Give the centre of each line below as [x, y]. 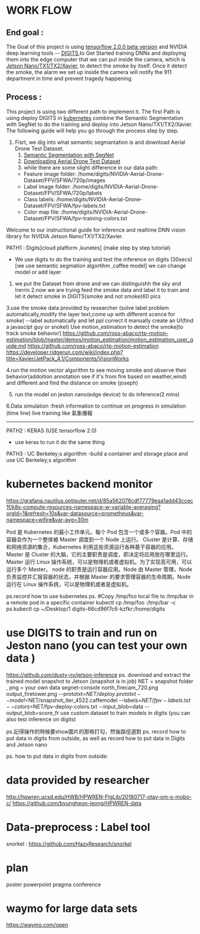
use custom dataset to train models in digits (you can [125, 713]
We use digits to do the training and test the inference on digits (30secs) [103, 259]
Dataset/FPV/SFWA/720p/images [65, 180]
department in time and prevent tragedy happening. [70, 78]
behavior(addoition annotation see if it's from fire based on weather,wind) [96, 376]
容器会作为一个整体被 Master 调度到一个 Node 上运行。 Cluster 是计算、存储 [100, 539]
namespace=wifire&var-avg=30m [47, 519]
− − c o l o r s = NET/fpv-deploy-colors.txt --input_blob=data [75, 706]
